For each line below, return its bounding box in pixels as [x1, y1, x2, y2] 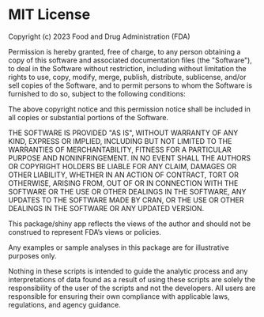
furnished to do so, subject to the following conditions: [8, 89, 186, 98]
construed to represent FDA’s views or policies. [8, 227, 162, 236]
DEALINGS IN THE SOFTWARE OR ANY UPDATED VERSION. [8, 203, 205, 213]
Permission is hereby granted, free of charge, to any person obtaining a [8, 47, 241, 56]
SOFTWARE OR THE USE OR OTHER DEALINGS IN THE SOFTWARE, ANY [8, 187, 247, 196]
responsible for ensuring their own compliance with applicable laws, [8, 291, 231, 301]
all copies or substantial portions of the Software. [8, 112, 168, 122]
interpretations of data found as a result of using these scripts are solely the [8, 274, 255, 284]
